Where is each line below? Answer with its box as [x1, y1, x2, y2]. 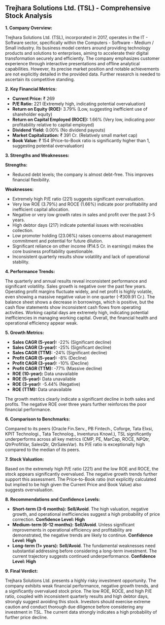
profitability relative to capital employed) [12, 122, 95, 127]
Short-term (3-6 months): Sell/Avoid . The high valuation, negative [12, 506, 149, 512]
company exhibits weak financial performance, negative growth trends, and [5, 583, 159, 588]
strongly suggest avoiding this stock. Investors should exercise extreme [5, 598, 151, 604]
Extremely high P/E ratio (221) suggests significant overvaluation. [12, 196, 145, 202]
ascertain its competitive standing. [5, 76, 75, 82]
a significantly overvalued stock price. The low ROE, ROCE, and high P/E [5, 588, 152, 594]
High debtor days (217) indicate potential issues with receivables [12, 222, 144, 228]
